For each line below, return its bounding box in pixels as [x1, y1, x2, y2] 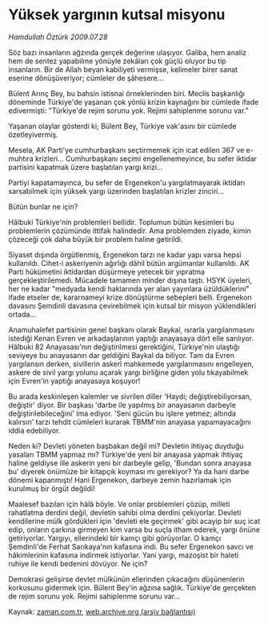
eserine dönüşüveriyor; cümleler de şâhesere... [8, 73, 164, 83]
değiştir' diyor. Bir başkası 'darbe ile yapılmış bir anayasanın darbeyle [8, 400, 236, 409]
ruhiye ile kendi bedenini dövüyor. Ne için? [8, 558, 148, 568]
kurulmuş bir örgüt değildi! [8, 483, 95, 493]
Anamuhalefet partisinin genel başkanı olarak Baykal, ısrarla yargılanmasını [8, 324, 254, 334]
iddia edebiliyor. [8, 425, 61, 435]
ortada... [8, 309, 36, 319]
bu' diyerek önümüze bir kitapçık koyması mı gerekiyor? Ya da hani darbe [8, 466, 250, 476]
